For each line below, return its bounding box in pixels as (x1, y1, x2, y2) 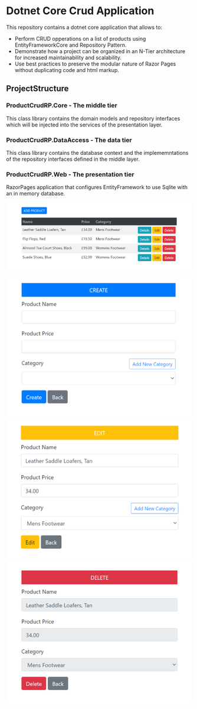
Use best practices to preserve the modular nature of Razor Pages (14, 60, 176, 67)
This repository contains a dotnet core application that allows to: (6, 24, 163, 31)
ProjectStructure (6, 84, 69, 94)
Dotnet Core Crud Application (6, 4, 155, 18)
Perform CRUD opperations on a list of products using (14, 35, 146, 42)
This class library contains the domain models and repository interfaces (6, 115, 180, 122)
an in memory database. (6, 190, 65, 197)
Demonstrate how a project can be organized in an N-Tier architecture (14, 47, 186, 54)
